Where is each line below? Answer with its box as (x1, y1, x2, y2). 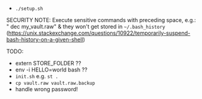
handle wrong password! (15, 86, 78, 93)
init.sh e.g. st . (15, 73, 59, 79)
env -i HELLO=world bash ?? (15, 66, 88, 73)
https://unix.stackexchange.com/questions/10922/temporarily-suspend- (8, 29, 191, 37)
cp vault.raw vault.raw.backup (15, 80, 95, 86)
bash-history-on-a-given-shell (6, 36, 84, 43)
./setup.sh (15, 5, 43, 12)
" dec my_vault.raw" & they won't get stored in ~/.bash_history (6, 23, 165, 30)
